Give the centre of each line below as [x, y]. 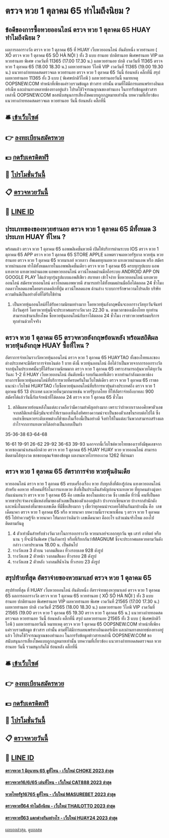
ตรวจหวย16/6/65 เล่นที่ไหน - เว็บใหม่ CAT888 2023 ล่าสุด [58, 783]
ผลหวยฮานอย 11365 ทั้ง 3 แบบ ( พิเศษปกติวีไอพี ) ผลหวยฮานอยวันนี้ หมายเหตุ [72, 78]
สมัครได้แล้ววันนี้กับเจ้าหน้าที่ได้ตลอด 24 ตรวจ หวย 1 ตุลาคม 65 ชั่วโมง [64, 397]
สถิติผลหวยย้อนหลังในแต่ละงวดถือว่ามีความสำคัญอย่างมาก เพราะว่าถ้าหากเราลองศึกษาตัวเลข [88, 407]
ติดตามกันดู [15, 523]
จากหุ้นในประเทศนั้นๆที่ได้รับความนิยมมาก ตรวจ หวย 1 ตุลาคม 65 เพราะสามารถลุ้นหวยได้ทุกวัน [84, 369]
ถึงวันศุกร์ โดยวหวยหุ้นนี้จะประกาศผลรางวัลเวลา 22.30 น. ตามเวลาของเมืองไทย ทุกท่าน [85, 310]
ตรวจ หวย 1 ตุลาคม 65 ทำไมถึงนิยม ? [68, 11]
